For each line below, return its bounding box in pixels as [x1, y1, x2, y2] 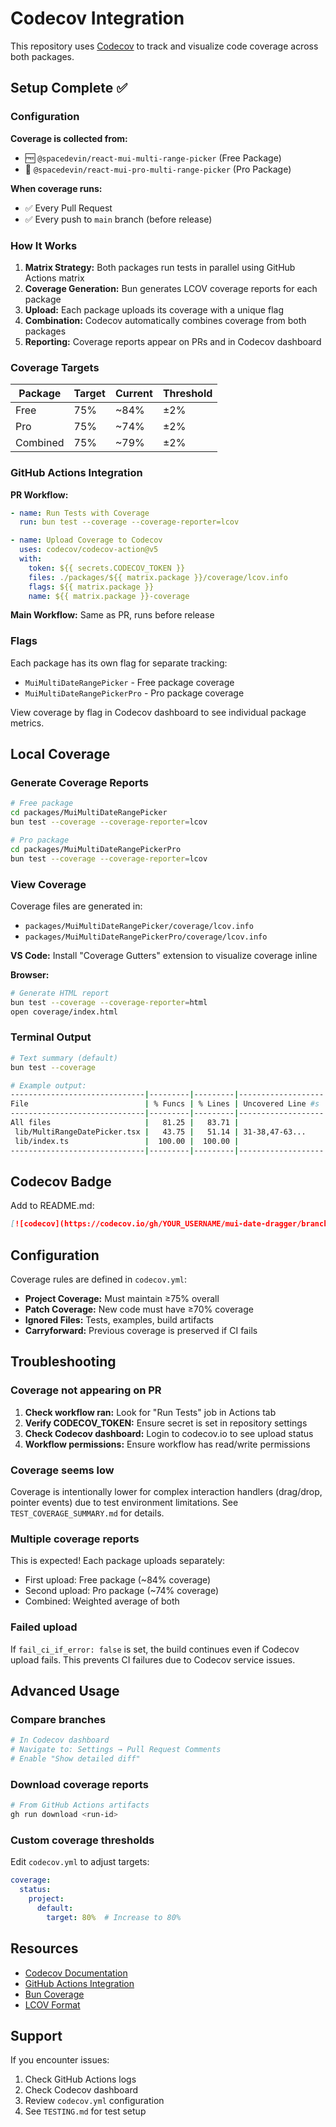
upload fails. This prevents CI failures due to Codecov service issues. [10, 1653, 296, 1666]
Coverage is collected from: [10, 132, 128, 144]
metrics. [10, 717, 45, 729]
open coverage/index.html [10, 1007, 118, 1017]
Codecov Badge [10, 1173, 112, 1190]
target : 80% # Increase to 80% [46, 1912, 182, 1922]
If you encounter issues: [10, 2054, 110, 2066]
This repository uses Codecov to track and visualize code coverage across [10, 40, 319, 52]
